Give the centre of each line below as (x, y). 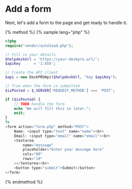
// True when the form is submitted (42, 86)
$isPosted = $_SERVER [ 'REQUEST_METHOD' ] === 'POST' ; (60, 90)
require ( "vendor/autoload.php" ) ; (39, 46)
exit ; (20, 113)
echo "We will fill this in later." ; (53, 108)
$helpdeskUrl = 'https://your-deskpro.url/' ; (52, 59)
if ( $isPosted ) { (23, 99)
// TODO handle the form (39, 104)
